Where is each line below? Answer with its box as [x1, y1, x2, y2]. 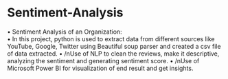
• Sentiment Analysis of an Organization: [7, 27, 122, 36]
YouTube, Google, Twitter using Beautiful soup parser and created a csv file [7, 42, 221, 50]
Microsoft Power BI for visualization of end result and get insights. [7, 64, 194, 72]
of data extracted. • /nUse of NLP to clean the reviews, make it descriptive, [7, 49, 220, 58]
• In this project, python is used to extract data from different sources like [7, 34, 215, 43]
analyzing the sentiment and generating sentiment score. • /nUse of [7, 56, 200, 65]
